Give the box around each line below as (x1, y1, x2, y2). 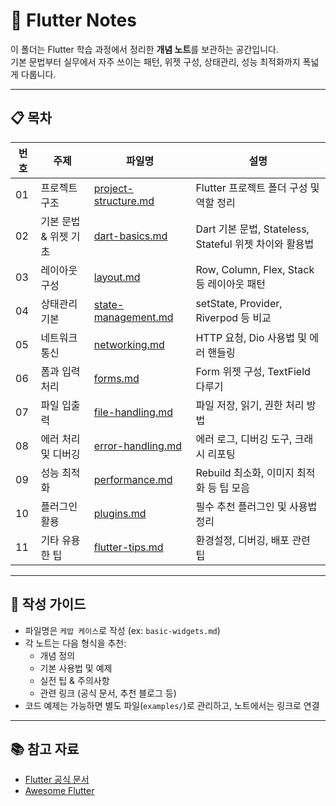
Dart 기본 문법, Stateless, (195, 222, 310, 236)
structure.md (93, 194, 155, 208)
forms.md (93, 371, 140, 385)
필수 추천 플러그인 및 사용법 (195, 499, 318, 513)
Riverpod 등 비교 (195, 310, 272, 324)
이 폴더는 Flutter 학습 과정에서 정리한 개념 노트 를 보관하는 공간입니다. (10, 43, 280, 55)
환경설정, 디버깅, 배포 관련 (195, 533, 311, 547)
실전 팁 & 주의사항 (39, 674, 110, 686)
